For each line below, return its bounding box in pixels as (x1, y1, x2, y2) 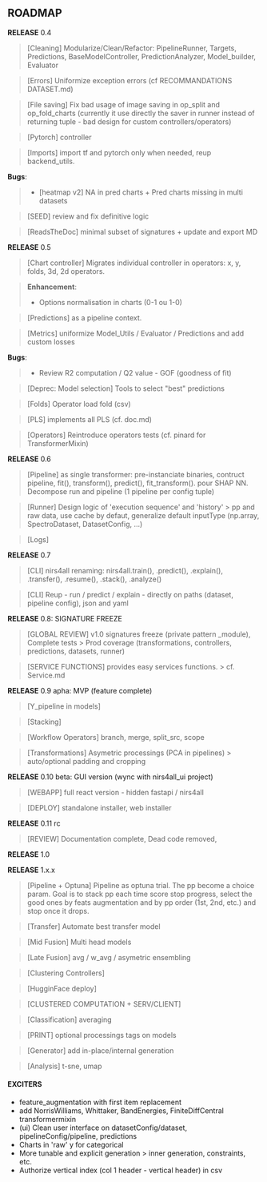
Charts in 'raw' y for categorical (18, 1140, 124, 1150)
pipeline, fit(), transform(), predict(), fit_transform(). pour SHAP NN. (26, 478, 249, 488)
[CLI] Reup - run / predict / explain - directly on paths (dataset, (26, 589, 233, 599)
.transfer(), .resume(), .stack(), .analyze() (26, 574, 162, 584)
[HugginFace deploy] (26, 983, 98, 993)
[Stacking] (26, 717, 62, 726)
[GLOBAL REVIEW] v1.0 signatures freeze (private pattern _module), (26, 629, 251, 639)
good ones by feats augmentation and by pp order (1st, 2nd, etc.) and (26, 897, 257, 907)
